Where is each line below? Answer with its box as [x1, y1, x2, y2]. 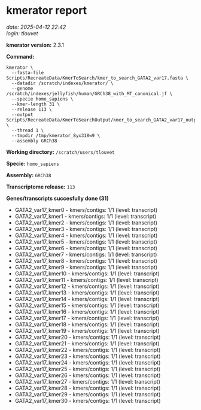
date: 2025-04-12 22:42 [6, 23, 66, 31]
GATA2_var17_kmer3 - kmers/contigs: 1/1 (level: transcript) [14, 225, 157, 232]
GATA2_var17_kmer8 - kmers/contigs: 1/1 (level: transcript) [14, 257, 157, 264]
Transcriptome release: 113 [6, 183, 75, 190]
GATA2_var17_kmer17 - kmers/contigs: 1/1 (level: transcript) [14, 314, 160, 321]
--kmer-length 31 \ [11, 101, 60, 107]
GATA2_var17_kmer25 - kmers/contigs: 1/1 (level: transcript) [14, 365, 161, 372]
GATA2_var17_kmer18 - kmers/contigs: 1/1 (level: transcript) [14, 321, 160, 328]
